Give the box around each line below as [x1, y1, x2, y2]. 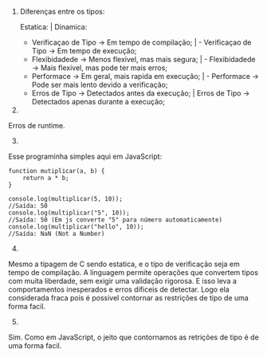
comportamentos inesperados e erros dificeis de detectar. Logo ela [8, 284, 230, 294]
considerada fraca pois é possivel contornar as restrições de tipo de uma [8, 293, 249, 302]
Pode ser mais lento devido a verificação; [31, 80, 168, 89]
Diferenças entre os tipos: [19, 7, 105, 16]
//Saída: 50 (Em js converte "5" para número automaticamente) [8, 216, 223, 224]
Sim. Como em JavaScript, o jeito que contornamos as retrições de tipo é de [8, 332, 259, 342]
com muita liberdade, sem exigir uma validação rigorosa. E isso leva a [8, 277, 238, 285]
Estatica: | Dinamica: [19, 22, 88, 31]
